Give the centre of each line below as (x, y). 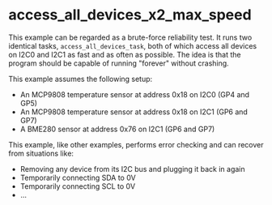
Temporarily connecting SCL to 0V (78, 186)
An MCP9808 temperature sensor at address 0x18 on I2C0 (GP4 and (134, 94)
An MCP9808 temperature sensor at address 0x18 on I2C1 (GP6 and (134, 112)
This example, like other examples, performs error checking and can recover (136, 144)
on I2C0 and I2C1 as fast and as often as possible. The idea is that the (125, 54)
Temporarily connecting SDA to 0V (78, 177)
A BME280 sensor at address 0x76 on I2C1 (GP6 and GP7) (117, 129)
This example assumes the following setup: (81, 79)
